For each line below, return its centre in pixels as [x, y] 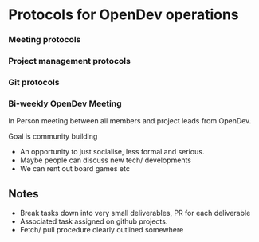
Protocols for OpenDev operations [124, 15]
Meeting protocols [45, 40]
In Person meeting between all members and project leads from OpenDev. [130, 121]
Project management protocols [70, 61]
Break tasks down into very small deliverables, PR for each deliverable [135, 213]
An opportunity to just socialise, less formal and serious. [112, 152]
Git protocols [34, 82]
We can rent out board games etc [75, 169]
